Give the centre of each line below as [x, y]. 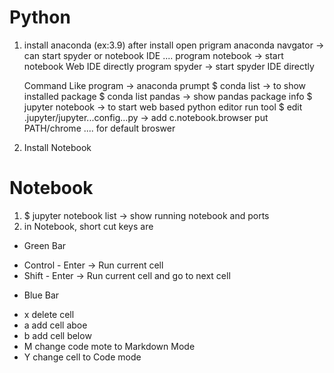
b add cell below [57, 335]
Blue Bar [41, 295]
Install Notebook [57, 147]
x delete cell [49, 314]
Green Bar [45, 245]
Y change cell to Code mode [82, 357]
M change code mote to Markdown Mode [109, 346]
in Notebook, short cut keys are [88, 226]
